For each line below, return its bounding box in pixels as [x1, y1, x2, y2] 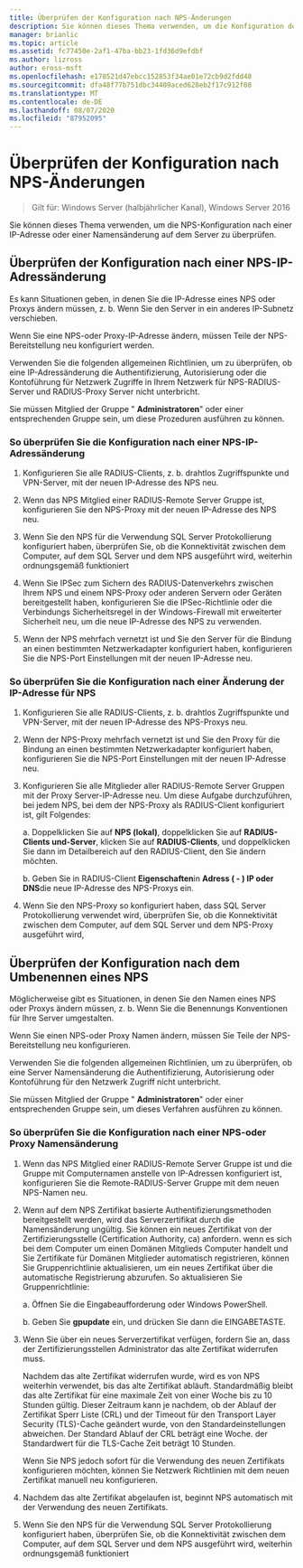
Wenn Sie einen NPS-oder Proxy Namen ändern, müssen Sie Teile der [9, 1030, 269, 1041]
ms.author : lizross [9, 55, 83, 64]
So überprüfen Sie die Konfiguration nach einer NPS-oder [9, 1126, 267, 1139]
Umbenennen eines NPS [9, 969, 149, 985]
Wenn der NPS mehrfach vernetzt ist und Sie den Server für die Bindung [22, 634, 292, 644]
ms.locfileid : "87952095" [9, 114, 106, 123]
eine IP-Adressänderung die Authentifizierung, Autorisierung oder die [9, 367, 268, 378]
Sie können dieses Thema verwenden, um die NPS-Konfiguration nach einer [9, 220, 293, 230]
